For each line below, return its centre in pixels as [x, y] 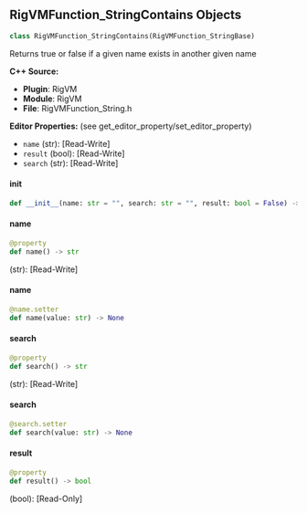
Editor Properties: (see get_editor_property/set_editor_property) [131, 126]
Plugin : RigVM [50, 89]
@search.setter [38, 424]
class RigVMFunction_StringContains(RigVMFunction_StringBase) [132, 36]
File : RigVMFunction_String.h [77, 108]
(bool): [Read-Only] [46, 498]
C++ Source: [34, 71]
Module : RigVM [52, 99]
